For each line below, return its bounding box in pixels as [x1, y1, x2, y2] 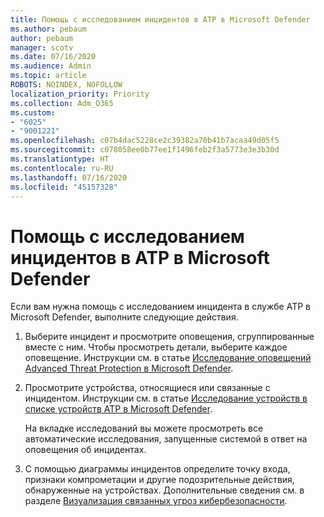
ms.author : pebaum [10, 24, 87, 34]
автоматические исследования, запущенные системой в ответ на [24, 433, 308, 445]
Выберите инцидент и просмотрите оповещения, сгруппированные [24, 331, 315, 343]
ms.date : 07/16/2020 [10, 52, 97, 62]
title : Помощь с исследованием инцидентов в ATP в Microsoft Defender [10, 14, 311, 25]
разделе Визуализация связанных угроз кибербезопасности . [24, 495, 288, 507]
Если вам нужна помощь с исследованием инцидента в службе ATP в [10, 301, 311, 313]
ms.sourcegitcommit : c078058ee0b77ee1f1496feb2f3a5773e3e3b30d [10, 145, 280, 155]
